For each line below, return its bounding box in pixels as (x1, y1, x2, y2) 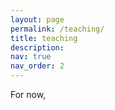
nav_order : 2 (10, 61, 65, 71)
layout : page (10, 14, 65, 25)
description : (10, 42, 65, 53)
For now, (10, 89, 47, 100)
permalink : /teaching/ (10, 24, 105, 34)
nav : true (10, 52, 52, 62)
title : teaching (10, 33, 78, 43)
